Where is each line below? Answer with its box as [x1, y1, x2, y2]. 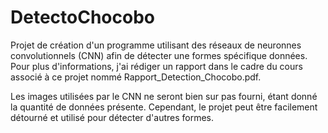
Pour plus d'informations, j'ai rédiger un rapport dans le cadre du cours [10, 60, 303, 72]
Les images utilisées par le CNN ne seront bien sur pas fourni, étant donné [10, 90, 318, 102]
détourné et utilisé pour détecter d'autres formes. [10, 111, 215, 123]
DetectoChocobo [10, 6, 155, 29]
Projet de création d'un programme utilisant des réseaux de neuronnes [10, 39, 302, 51]
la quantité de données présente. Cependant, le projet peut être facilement [10, 101, 318, 113]
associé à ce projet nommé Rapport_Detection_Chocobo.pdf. [10, 71, 262, 83]
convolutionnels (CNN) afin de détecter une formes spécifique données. [10, 49, 308, 61]
